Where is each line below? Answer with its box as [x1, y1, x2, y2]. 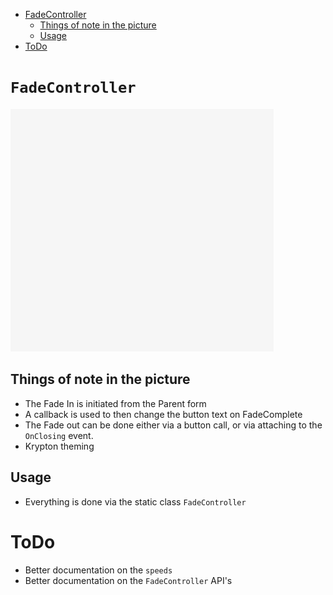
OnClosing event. [24, 429, 94, 441]
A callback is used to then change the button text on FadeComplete [24, 408, 303, 420]
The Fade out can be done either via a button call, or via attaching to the [24, 419, 323, 431]
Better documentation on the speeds [24, 564, 173, 576]
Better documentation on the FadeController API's [24, 574, 233, 586]
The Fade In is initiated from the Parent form [24, 397, 207, 409]
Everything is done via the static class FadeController [24, 495, 247, 508]
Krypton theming [24, 440, 95, 452]
